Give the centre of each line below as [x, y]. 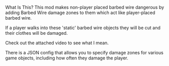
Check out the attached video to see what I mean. [57, 43]
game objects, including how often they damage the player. [67, 58]
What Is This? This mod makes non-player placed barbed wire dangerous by [85, 7]
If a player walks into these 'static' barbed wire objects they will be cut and [83, 28]
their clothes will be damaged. [37, 33]
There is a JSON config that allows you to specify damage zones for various [84, 53]
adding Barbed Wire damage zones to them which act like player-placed [80, 13]
